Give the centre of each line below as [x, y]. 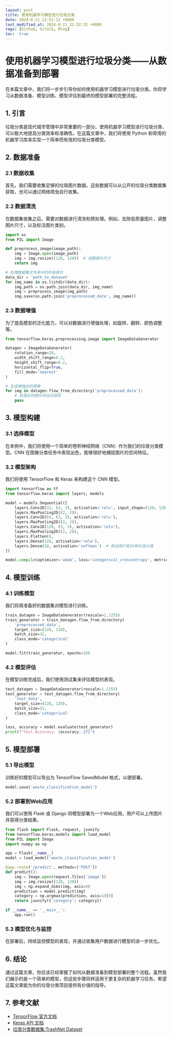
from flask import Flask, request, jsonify [52, 829]
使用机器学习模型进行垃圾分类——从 [82, 61]
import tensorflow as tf [32, 489]
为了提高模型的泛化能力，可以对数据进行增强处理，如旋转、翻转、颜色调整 [84, 323]
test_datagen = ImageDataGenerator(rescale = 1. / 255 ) [61, 689]
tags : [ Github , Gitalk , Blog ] [38, 29]
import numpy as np [26, 844]
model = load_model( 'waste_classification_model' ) [60, 858]
